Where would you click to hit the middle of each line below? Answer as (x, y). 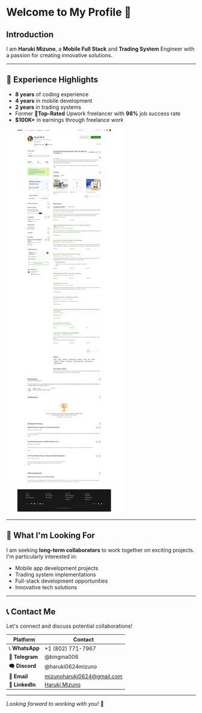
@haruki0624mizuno (71, 667)
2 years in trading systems (48, 107)
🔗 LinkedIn (22, 685)
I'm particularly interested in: (42, 556)
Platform (24, 639)
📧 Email (18, 676)
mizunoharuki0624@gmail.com (84, 676)
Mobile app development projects (57, 568)
